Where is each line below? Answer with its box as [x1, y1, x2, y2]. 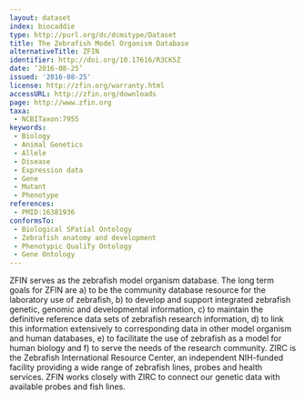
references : [9, 199, 55, 209]
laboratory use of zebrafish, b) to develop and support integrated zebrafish [9, 295, 291, 306]
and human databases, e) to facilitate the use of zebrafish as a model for [9, 333, 282, 344]
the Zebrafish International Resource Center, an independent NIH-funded [9, 352, 284, 364]
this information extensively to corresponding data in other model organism [9, 324, 292, 335]
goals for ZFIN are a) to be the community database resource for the [9, 285, 267, 296]
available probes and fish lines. [9, 381, 126, 392]
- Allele [13, 148, 47, 157]
